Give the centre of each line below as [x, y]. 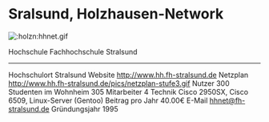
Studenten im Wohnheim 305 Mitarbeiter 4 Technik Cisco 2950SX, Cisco [128, 91]
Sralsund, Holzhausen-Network [116, 14]
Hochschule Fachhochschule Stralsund [73, 51]
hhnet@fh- [227, 100]
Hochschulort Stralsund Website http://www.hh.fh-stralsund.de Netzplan [128, 75]
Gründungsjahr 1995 [84, 108]
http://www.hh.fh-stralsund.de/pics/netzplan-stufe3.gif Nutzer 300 [119, 83]
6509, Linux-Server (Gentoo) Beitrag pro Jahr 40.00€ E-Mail [108, 100]
